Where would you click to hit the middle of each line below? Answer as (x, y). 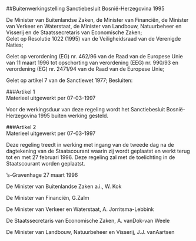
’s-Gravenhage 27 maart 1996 (42, 175)
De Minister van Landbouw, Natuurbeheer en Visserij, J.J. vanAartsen (90, 232)
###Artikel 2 (21, 127)
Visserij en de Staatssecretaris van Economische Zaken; (74, 32)
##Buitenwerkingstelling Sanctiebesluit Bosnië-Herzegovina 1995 (85, 9)
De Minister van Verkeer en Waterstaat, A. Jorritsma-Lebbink (80, 209)
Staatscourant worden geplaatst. (46, 164)
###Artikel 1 (21, 92)
